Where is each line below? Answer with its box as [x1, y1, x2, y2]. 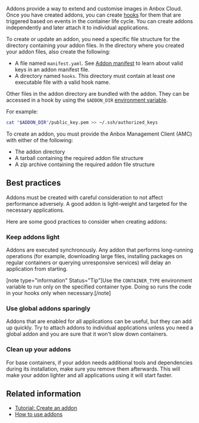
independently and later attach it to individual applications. [6, 24, 150, 31]
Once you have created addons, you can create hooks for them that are [6, 11, 181, 18]
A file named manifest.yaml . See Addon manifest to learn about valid [14, 59, 183, 67]
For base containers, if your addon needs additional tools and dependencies [6, 359, 193, 366]
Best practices [6, 178, 61, 188]
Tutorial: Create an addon [14, 405, 77, 412]
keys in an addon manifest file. [14, 66, 90, 73]
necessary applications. [6, 206, 65, 214]
